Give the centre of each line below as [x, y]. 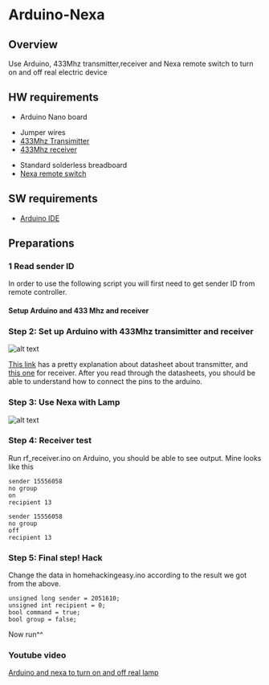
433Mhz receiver [49, 149]
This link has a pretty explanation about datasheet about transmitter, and [128, 365]
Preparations [41, 244]
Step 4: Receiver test [50, 441]
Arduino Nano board [53, 116]
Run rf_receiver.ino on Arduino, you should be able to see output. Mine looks [135, 458]
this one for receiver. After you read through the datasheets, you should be [132, 373]
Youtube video [37, 655]
